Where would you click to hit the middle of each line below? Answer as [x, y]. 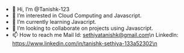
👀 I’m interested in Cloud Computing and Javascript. [77, 15]
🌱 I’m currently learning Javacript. [54, 22]
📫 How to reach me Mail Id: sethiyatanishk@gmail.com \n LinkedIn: [95, 35]
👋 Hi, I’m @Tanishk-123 [41, 9]
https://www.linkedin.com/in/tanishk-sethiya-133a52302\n [85, 43]
